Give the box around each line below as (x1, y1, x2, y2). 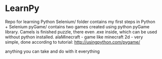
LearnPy (5, 3, 40, 14)
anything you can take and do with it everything (5, 48, 100, 54)
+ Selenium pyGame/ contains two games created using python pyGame (5, 24, 150, 29)
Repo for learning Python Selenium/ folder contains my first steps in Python (5, 19, 156, 24)
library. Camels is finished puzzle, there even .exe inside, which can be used (5, 29, 157, 35)
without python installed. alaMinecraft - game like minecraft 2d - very (5, 34, 144, 40)
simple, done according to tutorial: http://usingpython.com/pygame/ (5, 39, 140, 45)
